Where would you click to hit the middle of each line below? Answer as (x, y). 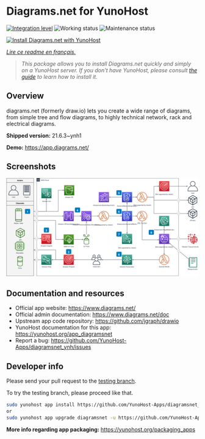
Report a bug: (32, 341)
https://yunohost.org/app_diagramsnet (64, 334)
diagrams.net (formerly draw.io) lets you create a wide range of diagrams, (99, 111)
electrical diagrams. (31, 124)
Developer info (35, 366)
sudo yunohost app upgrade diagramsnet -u (61, 418)
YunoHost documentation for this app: (63, 328)
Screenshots (31, 167)
